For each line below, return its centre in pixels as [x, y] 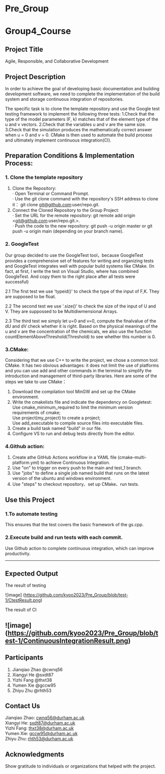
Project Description [35, 77]
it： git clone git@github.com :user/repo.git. [56, 204]
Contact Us [23, 706]
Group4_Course [38, 31]
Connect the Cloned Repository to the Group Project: [66, 210]
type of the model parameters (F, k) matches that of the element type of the [82, 119]
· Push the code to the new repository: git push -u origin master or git [82, 226]
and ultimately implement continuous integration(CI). [58, 140]
